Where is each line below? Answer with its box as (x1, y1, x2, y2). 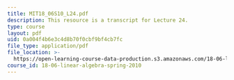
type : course (7, 23, 45, 30)
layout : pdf (7, 29, 42, 37)
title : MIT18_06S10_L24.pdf (7, 10, 89, 17)
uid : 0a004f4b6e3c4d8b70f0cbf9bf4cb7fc (7, 36, 123, 43)
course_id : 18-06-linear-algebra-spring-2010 (7, 62, 141, 69)
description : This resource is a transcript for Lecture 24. (7, 17, 189, 24)
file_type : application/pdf (7, 42, 89, 49)
